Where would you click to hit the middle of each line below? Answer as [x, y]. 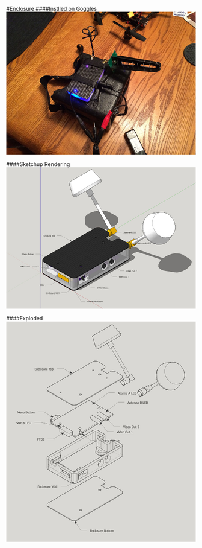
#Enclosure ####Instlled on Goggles [52, 9]
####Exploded [25, 319]
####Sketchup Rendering [38, 164]
